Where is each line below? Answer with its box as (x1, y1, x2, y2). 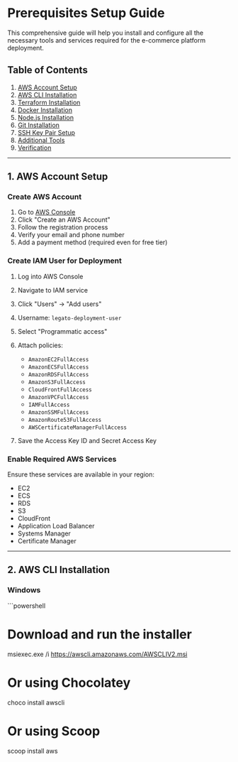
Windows (7, 585, 41, 595)
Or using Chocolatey (7, 675, 131, 690)
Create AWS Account (7, 192, 82, 202)
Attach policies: (17, 341, 64, 349)
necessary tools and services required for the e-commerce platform (7, 36, 206, 44)
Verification (17, 143, 52, 152)
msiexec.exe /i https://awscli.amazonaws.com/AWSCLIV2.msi (7, 650, 188, 658)
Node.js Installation (17, 113, 74, 121)
